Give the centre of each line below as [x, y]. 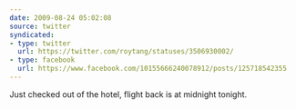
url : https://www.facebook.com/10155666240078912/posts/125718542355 [152, 69]
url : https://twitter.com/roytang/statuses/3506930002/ [126, 52]
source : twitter [40, 26]
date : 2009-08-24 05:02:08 [61, 18]
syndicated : [32, 35]
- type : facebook [42, 60]
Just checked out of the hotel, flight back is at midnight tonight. [128, 94]
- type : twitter [40, 43]
